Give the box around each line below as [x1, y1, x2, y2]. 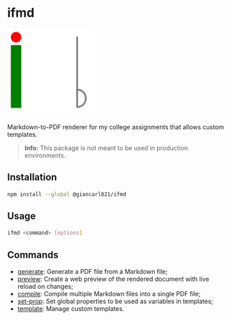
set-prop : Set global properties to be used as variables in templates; [17, 297, 214, 305]
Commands [7, 249, 59, 261]
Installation [7, 171, 57, 183]
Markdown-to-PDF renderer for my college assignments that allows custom [7, 122, 225, 131]
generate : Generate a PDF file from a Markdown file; [17, 268, 168, 276]
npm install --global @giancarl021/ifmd [7, 191, 127, 198]
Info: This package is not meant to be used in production [24, 143, 188, 152]
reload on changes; [17, 282, 73, 291]
